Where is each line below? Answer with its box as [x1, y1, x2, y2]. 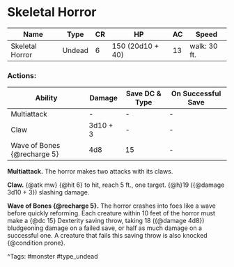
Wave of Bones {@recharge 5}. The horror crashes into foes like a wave [7, 201, 216, 210]
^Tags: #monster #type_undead [7, 252, 98, 261]
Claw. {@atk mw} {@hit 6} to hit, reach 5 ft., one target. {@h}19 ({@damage [7, 181, 225, 189]
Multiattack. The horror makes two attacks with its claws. [7, 167, 173, 176]
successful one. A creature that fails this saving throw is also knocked [7, 231, 208, 240]
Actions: [7, 70, 37, 80]
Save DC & [125, 89, 162, 98]
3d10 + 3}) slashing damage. [7, 188, 90, 197]
